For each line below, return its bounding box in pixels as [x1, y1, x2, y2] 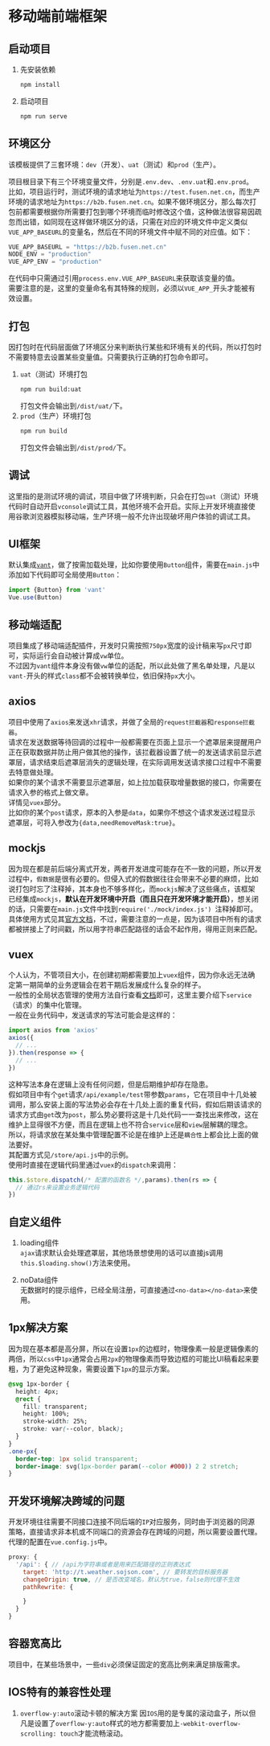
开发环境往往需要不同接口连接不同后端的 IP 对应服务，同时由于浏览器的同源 [8, 1517, 256, 1526]
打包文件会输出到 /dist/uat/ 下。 [19, 401, 127, 410]
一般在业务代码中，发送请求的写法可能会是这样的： [8, 1010, 178, 1020]
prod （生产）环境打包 [19, 411, 92, 421]
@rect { [15, 1395, 42, 1403]
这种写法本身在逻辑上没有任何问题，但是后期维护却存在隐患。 [8, 1079, 213, 1089]
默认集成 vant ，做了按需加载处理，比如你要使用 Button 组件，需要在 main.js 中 [8, 560, 260, 569]
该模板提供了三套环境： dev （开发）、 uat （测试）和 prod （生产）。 [8, 159, 221, 169]
